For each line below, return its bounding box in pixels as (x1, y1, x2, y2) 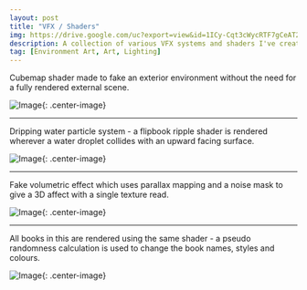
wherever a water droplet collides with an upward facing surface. (9, 136, 255, 147)
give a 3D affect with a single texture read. (9, 189, 169, 201)
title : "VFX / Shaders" (9, 22, 101, 31)
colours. (9, 253, 41, 264)
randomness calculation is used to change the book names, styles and (9, 243, 275, 254)
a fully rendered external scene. (9, 82, 130, 93)
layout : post (9, 13, 59, 23)
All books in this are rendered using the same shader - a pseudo (9, 233, 251, 244)
